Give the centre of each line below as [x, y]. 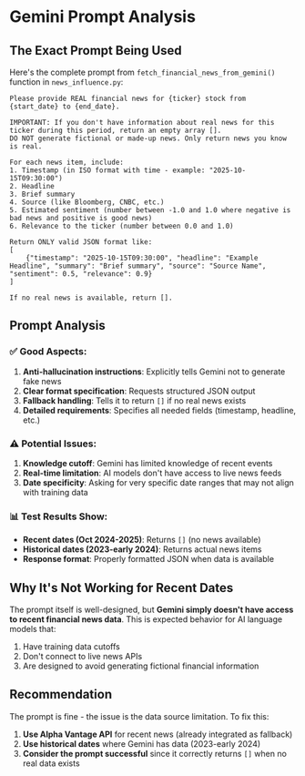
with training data [55, 492]
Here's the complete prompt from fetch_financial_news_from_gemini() [142, 72]
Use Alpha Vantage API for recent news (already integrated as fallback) [158, 734]
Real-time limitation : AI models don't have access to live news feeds [152, 473]
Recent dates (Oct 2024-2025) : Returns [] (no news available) [142, 540]
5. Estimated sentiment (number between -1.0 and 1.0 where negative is [150, 210]
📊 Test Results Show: [59, 516]
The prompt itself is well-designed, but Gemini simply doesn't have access [152, 610]
